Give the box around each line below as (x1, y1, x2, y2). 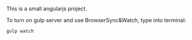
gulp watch (6, 28, 34, 34)
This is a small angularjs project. (6, 5, 87, 12)
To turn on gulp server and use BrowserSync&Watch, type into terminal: (6, 17, 187, 23)
